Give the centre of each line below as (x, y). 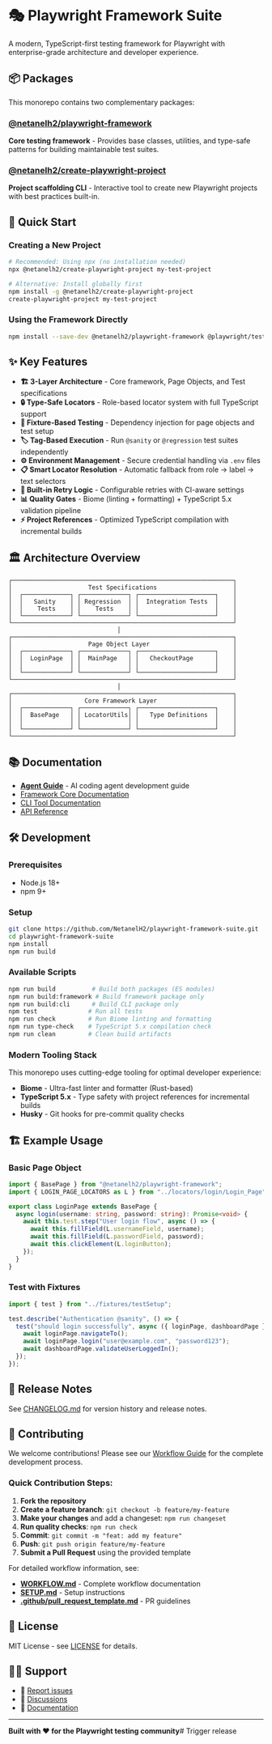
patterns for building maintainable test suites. (84, 150)
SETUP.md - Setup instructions (72, 1592)
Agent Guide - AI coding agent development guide (105, 786)
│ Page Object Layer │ (123, 644)
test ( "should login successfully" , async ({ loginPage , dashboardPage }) (142, 1326)
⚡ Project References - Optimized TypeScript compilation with (124, 520)
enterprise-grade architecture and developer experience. (104, 52)
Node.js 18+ (40, 882)
